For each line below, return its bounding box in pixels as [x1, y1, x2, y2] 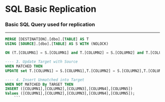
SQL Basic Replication [5, 3, 97, 15]
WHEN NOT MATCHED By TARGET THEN [5, 82, 74, 87]
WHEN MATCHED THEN [5, 64, 43, 68]
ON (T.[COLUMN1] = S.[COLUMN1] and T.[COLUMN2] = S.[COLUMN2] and [5, 50, 144, 55]
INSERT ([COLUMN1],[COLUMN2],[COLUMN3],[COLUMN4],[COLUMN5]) [5, 86, 133, 92]
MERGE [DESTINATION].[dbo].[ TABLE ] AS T [5, 37, 89, 42]
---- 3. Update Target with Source [5, 59, 78, 65]
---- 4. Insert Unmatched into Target [5, 77, 84, 82]
